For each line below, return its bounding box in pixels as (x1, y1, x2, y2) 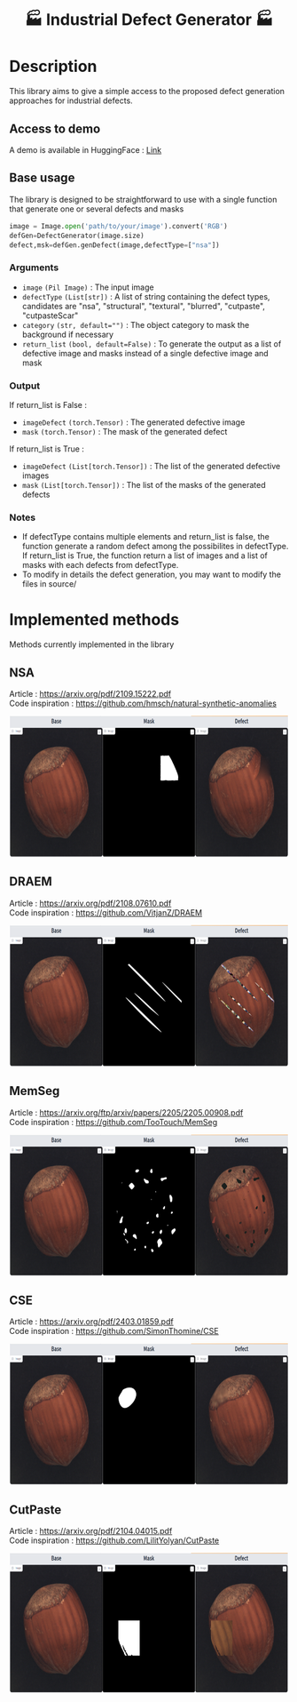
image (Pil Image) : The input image (21, 282, 154, 292)
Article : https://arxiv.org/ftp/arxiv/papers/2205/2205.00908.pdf (9, 1107, 244, 1118)
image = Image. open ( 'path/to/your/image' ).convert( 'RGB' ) (9, 221, 228, 230)
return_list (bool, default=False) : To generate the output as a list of (21, 338, 282, 349)
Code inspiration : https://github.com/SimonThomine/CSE (9, 1326, 219, 1337)
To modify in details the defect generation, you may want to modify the (21, 569, 282, 580)
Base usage (9, 171, 75, 186)
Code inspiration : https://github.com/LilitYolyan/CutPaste (9, 1535, 220, 1546)
